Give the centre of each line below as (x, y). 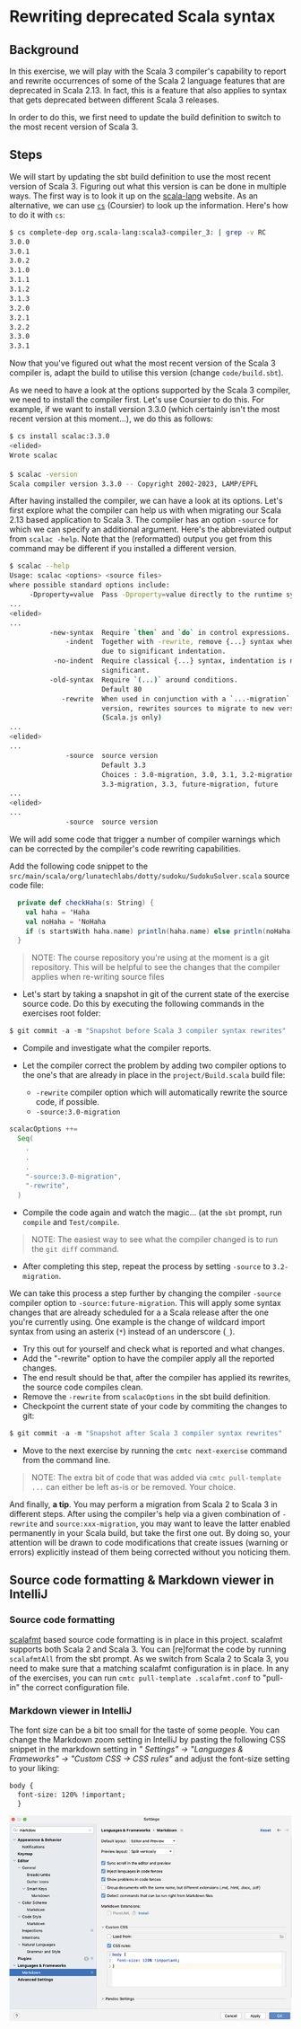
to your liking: (34, 1769)
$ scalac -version (43, 474)
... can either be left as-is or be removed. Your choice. (133, 1487)
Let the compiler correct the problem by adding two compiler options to (154, 1065)
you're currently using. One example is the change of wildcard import (138, 1322)
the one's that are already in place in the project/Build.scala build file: (154, 1075)
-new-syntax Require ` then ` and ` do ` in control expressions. (170, 632)
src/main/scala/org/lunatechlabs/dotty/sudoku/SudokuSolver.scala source (150, 875)
